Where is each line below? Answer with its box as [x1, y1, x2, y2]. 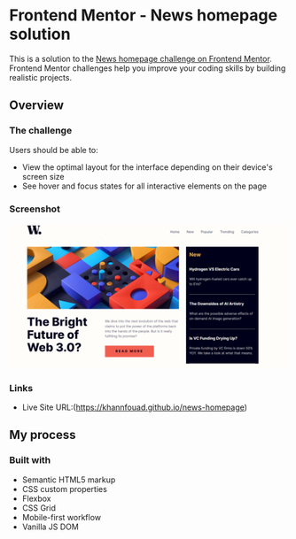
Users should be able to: [9, 144, 99, 155]
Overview [9, 98, 65, 113]
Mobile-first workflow [21, 512, 102, 522]
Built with [9, 454, 51, 466]
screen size [21, 171, 65, 181]
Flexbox [21, 493, 51, 504]
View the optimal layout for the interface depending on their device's [21, 161, 273, 173]
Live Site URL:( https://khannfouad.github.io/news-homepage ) [21, 402, 248, 412]
